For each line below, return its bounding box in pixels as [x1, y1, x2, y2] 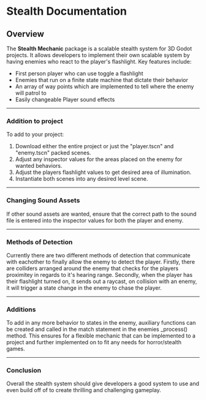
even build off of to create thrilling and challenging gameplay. [6, 387, 161, 394]
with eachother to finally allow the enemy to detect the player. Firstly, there [6, 258, 195, 265]
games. [6, 345, 26, 353]
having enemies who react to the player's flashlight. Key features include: [6, 58, 192, 65]
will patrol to [15, 89, 47, 96]
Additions [6, 305, 36, 314]
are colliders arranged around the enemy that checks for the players [6, 265, 179, 272]
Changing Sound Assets [6, 196, 80, 205]
